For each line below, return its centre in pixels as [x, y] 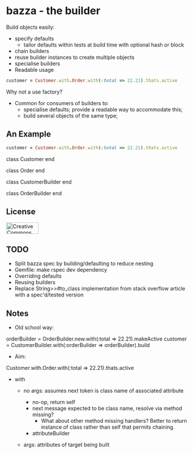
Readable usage [34, 69]
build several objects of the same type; [71, 115]
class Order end [26, 170]
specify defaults [34, 38]
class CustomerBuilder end [39, 182]
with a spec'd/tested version [49, 295]
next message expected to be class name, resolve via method [107, 408]
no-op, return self [54, 402]
